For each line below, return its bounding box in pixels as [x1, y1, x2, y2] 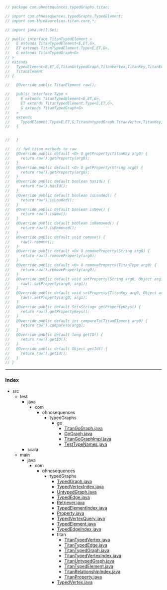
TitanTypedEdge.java [64, 542, 108, 548]
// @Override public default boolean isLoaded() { [5, 193, 117, 198]
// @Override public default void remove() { [5, 235, 106, 240]
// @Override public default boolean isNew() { [5, 207, 110, 212]
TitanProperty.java [64, 574, 102, 580]
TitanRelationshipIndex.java [64, 569, 121, 575]
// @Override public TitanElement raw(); [5, 82, 97, 87]
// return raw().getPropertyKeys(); [5, 309, 90, 314]
